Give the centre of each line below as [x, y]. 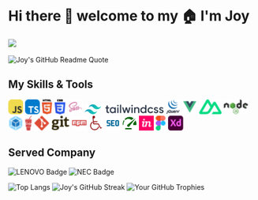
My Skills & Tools [50, 85]
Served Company [52, 153]
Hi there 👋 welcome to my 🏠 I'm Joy [129, 16]
